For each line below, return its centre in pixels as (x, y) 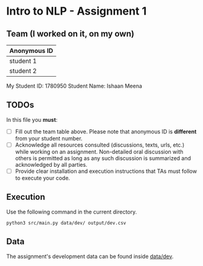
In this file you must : (32, 119)
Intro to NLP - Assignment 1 (77, 11)
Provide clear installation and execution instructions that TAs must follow (106, 171)
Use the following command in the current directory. (72, 212)
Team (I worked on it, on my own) (71, 34)
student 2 (23, 71)
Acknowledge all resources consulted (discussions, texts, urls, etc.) (100, 145)
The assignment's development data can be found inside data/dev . (90, 256)
